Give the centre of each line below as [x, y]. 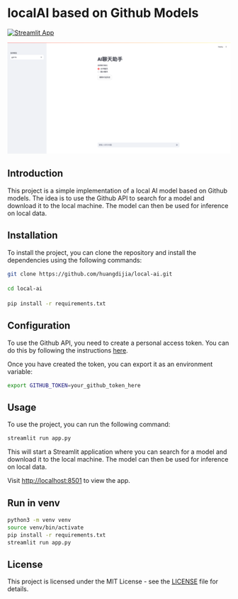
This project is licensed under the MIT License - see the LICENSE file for [113, 581]
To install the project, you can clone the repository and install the [102, 252]
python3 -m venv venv [39, 520]
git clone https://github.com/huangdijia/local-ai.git [90, 274]
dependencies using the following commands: [75, 260]
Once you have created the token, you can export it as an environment [110, 364]
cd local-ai [25, 289]
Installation [33, 235]
